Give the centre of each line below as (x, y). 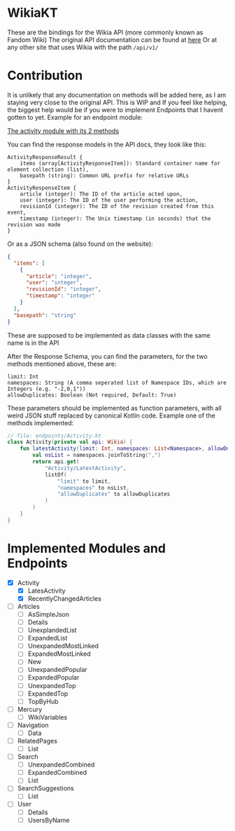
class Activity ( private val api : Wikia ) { (70, 442)
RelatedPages (37, 741)
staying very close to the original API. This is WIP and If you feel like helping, (117, 102)
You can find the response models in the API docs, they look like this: (107, 144)
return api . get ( (56, 462)
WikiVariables (48, 717)
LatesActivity (47, 591)
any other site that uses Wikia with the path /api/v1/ (83, 47)
